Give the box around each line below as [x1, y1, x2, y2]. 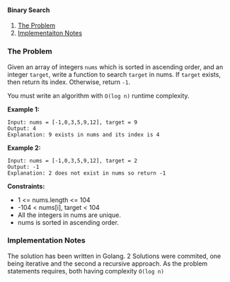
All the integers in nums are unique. [17, 211, 122, 219]
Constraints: [7, 182, 45, 190]
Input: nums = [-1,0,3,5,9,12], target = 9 [7, 119, 138, 126]
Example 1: [7, 105, 40, 113]
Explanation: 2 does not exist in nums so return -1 [7, 170, 166, 177]
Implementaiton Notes [17, 29, 83, 37]
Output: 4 [7, 124, 37, 132]
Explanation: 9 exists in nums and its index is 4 [7, 131, 160, 138]
